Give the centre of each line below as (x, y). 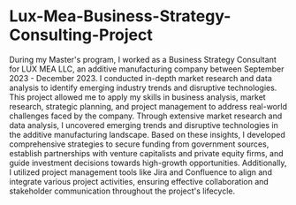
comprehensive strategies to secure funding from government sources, (139, 144)
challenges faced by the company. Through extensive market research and (146, 116)
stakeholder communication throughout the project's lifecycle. (122, 191)
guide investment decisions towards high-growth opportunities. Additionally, (148, 163)
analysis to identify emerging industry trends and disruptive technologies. (143, 87)
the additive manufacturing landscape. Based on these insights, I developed (147, 134)
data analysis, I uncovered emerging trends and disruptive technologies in (144, 125)
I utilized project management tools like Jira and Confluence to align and (140, 172)
